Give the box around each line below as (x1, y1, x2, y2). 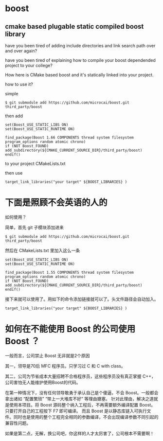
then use (5, 170, 23, 176)
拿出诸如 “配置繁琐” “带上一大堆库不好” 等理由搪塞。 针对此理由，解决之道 (5, 396, 154, 402)
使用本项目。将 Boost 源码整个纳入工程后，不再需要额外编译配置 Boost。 (9, 402, 156, 407)
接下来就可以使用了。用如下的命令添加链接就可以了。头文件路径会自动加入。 (5, 296, 159, 302)
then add (5, 113, 23, 119)
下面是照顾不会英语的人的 (5, 197, 108, 208)
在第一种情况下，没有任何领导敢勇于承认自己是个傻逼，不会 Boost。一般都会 (5, 389, 159, 395)
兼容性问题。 (5, 420, 31, 426)
